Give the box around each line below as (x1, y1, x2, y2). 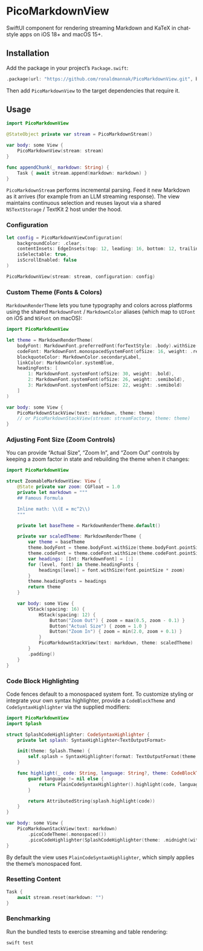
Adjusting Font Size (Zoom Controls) (6, 435, 116, 444)
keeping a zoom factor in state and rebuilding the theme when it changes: (6, 455, 190, 463)
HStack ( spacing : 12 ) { (38, 612, 96, 618)
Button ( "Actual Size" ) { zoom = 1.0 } (49, 623, 147, 629)
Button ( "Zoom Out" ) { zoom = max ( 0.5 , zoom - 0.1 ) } (49, 617, 185, 623)
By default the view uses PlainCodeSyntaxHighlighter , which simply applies (6, 854, 195, 861)
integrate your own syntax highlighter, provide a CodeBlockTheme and (6, 696, 175, 704)
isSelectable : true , (17, 252, 69, 258)
